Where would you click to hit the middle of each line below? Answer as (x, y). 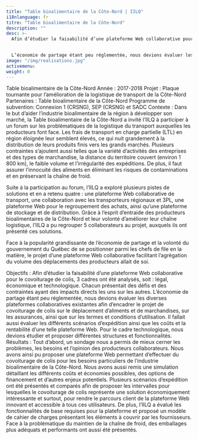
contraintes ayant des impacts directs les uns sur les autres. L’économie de (97, 292)
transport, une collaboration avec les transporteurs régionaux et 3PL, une (95, 200)
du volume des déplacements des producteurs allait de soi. (78, 262)
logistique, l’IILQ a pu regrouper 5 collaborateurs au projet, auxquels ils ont (97, 225)
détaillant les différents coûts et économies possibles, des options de (90, 374)
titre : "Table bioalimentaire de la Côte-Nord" (66, 22)
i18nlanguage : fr (27, 17)
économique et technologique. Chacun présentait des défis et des (86, 286)
